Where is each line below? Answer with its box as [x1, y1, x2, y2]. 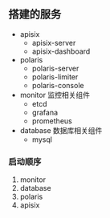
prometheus [31, 115, 72, 126]
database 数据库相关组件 [19, 125, 103, 135]
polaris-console [31, 80, 84, 90]
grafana [31, 107, 59, 117]
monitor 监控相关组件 [19, 90, 91, 99]
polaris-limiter [31, 71, 79, 82]
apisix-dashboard [31, 46, 91, 56]
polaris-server [31, 63, 79, 73]
